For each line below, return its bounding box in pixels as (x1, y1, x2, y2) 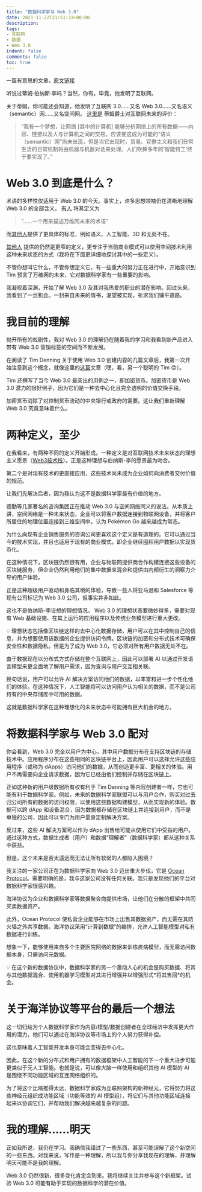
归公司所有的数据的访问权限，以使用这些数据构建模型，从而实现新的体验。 (6, 798, 191, 806)
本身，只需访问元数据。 (11, 951, 70, 958)
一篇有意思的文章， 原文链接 (6, 77, 75, 84)
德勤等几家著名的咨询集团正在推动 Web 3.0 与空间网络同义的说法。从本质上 (6, 503, 194, 510)
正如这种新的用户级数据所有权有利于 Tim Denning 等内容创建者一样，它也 (6, 783, 188, 791)
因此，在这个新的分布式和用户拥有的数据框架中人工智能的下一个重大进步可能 (6, 1057, 196, 1064)
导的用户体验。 (6, 574, 43, 581)
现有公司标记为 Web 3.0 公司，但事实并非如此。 (6, 594, 125, 601)
